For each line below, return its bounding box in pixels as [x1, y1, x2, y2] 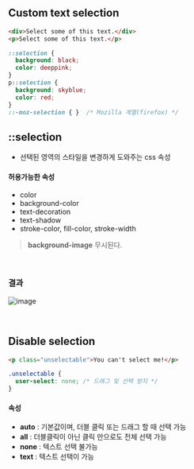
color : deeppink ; [15, 64, 73, 72]
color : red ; [15, 93, 55, 102]
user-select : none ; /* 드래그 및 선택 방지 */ [15, 378, 158, 386]
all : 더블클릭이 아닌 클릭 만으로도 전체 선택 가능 [19, 432, 167, 442]
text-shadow [19, 215, 62, 225]
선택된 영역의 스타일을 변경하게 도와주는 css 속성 [19, 153, 171, 162]
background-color [19, 199, 79, 208]
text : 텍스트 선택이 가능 [19, 452, 95, 462]
